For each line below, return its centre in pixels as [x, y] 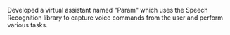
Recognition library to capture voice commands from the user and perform [115, 17]
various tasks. [27, 25]
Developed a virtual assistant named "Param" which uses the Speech [108, 10]
